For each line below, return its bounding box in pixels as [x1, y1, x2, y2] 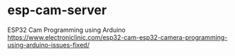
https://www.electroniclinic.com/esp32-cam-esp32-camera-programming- [7, 33, 228, 41]
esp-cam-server [7, 2, 107, 18]
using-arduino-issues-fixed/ [7, 40, 90, 49]
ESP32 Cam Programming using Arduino [7, 26, 126, 34]
